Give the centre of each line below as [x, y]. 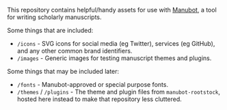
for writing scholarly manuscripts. [54, 17]
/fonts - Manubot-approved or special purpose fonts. [93, 84]
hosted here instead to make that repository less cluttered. [99, 99]
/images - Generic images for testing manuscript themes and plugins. [114, 58]
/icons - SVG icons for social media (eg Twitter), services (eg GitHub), [116, 43]
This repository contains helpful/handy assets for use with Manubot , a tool [112, 10]
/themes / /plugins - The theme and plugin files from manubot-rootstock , [119, 92]
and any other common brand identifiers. [75, 51]
